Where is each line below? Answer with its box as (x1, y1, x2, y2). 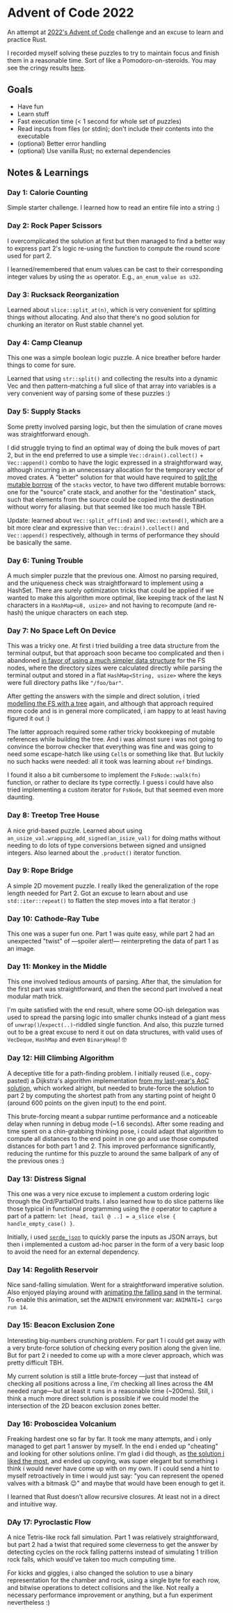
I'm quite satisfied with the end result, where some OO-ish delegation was (7, 1006, 220, 1014)
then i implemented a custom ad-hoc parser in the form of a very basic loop (7, 1241, 225, 1248)
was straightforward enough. (7, 430, 90, 438)
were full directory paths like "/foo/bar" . (7, 679, 124, 687)
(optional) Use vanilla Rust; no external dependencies (17, 146, 171, 155)
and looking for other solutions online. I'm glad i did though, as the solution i (7, 1449, 225, 1458)
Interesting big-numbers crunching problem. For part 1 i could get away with (7, 1336, 225, 1344)
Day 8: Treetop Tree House (7, 810, 99, 820)
